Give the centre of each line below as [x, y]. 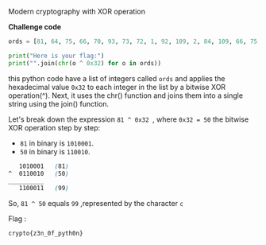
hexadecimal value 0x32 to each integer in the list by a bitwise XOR [117, 87]
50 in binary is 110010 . [55, 151]
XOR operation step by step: [54, 127]
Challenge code [35, 27]
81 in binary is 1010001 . [56, 143]
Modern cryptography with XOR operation [77, 12]
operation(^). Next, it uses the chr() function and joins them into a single [126, 95]
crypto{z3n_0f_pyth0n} [46, 234]
